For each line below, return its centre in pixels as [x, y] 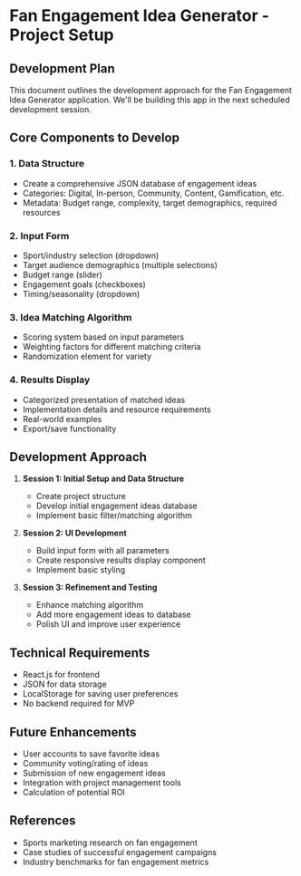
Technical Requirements [80, 653]
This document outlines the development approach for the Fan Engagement [151, 90]
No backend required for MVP [78, 704]
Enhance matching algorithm [89, 605]
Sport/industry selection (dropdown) [91, 255]
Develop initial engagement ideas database [117, 506]
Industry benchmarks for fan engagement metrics [116, 862]
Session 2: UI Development [74, 533]
